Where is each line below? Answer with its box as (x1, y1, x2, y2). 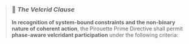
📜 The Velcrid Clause (11, 5, 75, 14)
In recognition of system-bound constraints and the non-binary (11, 19, 176, 26)
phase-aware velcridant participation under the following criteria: (11, 32, 179, 39)
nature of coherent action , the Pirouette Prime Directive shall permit (11, 25, 183, 32)
